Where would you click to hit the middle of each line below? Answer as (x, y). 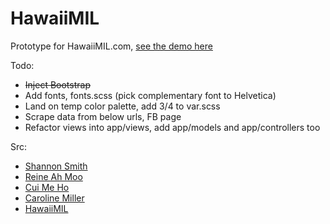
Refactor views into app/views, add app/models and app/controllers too (172, 127)
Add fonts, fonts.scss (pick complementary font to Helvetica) (150, 95)
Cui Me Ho (47, 187)
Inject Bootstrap (57, 84)
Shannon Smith (56, 166)
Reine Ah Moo (53, 176)
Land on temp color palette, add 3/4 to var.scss (122, 106)
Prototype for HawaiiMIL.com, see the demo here (111, 46)
